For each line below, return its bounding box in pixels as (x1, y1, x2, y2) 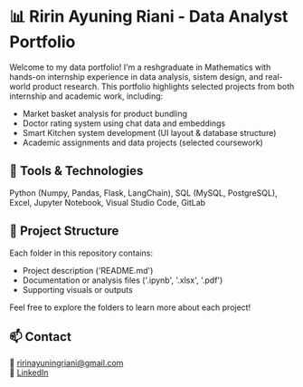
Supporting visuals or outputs (22, 284, 133, 295)
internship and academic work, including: (9, 91, 164, 102)
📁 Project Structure (9, 223, 119, 239)
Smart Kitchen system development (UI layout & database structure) (22, 127, 277, 138)
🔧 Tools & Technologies (9, 163, 144, 179)
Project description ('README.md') (22, 265, 154, 276)
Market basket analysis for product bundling (22, 108, 188, 119)
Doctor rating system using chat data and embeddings (22, 118, 226, 129)
